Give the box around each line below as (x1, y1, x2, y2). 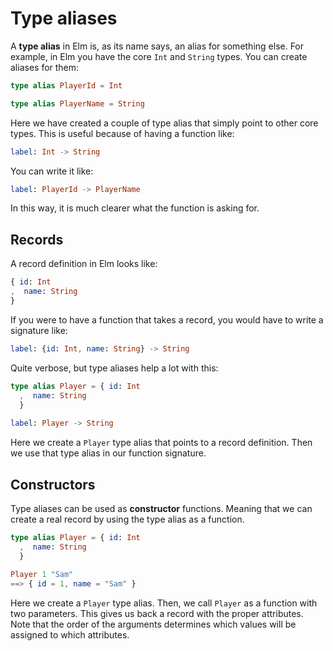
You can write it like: (10, 165, 94, 177)
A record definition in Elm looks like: (10, 258, 158, 270)
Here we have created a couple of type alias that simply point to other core (10, 117, 319, 129)
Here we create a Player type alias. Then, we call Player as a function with (10, 597, 318, 609)
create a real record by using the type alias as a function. (10, 513, 245, 525)
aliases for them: (10, 61, 80, 73)
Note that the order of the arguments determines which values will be (10, 618, 297, 631)
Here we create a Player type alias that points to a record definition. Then (10, 437, 313, 449)
